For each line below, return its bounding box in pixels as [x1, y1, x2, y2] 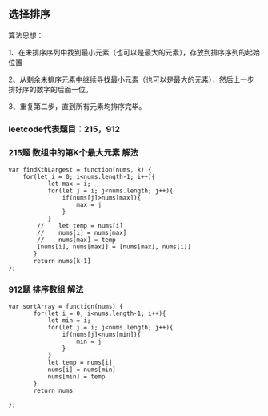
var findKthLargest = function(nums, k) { [8, 166, 152, 174]
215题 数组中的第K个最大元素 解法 [8, 147, 138, 158]
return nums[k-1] [33, 257, 91, 265]
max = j [76, 201, 102, 209]
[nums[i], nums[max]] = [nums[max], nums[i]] [37, 243, 192, 251]
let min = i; [47, 317, 91, 325]
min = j [76, 337, 102, 346]
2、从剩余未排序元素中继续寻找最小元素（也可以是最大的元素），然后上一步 [8, 75, 254, 84]
